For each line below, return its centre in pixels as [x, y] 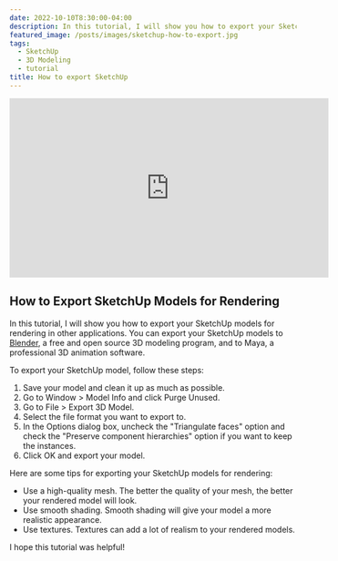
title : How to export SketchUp [69, 77]
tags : [20, 43]
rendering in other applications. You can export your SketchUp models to [147, 332]
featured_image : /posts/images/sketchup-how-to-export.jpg [124, 35]
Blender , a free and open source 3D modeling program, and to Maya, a [142, 342]
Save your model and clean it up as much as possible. [123, 387]
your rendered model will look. [80, 500]
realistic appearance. [62, 519]
